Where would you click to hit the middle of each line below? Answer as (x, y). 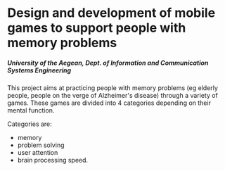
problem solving (41, 145)
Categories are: (30, 124)
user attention (38, 153)
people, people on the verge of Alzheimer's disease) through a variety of (112, 96)
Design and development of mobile (111, 13)
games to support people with (97, 28)
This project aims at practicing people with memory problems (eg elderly (112, 88)
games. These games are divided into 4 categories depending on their (109, 103)
